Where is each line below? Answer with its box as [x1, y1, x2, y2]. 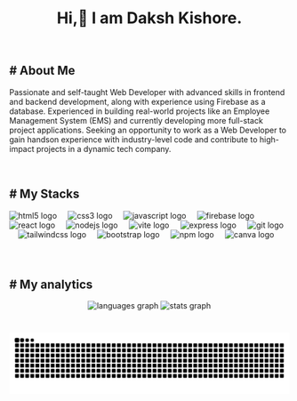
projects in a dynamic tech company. [36, 143, 172, 154]
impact [9, 143, 35, 154]
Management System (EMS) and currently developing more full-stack [9, 115, 264, 125]
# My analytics [9, 277, 93, 292]
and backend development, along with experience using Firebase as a [9, 96, 266, 107]
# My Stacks [9, 187, 80, 202]
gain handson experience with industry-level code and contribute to [9, 133, 258, 145]
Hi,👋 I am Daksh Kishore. [56, 8, 243, 28]
